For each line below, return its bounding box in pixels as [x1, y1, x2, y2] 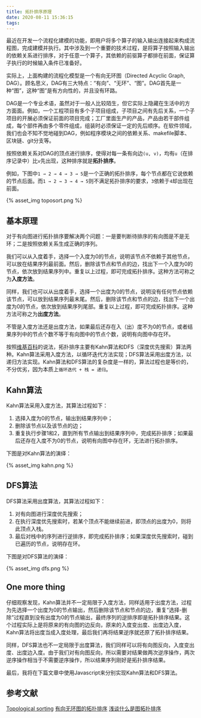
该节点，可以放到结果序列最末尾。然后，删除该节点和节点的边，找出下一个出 [6, 295, 195, 303]
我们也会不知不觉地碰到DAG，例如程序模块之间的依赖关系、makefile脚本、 [6, 130, 190, 137]
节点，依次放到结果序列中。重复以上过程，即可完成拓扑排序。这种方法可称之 [6, 268, 195, 275]
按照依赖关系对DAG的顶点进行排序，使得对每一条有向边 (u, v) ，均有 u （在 [6, 150, 188, 157]
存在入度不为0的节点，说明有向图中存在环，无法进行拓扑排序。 [25, 437, 181, 444]
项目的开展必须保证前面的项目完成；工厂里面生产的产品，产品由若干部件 [6, 115, 184, 122]
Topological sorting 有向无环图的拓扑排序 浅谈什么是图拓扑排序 [6, 705, 162, 712]
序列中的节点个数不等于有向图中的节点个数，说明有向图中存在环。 [11, 331, 174, 338]
